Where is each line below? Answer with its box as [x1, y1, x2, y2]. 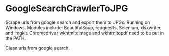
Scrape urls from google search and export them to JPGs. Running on [5, 19, 150, 25]
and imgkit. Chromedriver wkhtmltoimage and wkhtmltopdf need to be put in [5, 30, 164, 36]
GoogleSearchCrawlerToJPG [5, 3, 128, 14]
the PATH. [5, 35, 26, 41]
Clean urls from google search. [5, 45, 70, 51]
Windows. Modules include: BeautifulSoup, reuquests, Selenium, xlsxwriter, [5, 24, 162, 30]
